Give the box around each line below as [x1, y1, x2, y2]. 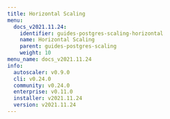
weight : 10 [20, 50, 52, 57]
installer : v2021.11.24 [13, 95, 82, 102]
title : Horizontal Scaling [7, 10, 86, 17]
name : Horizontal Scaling [20, 36, 95, 43]
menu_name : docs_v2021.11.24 [7, 56, 92, 63]
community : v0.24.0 [13, 82, 70, 89]
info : [7, 62, 23, 69]
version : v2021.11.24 [13, 101, 77, 108]
